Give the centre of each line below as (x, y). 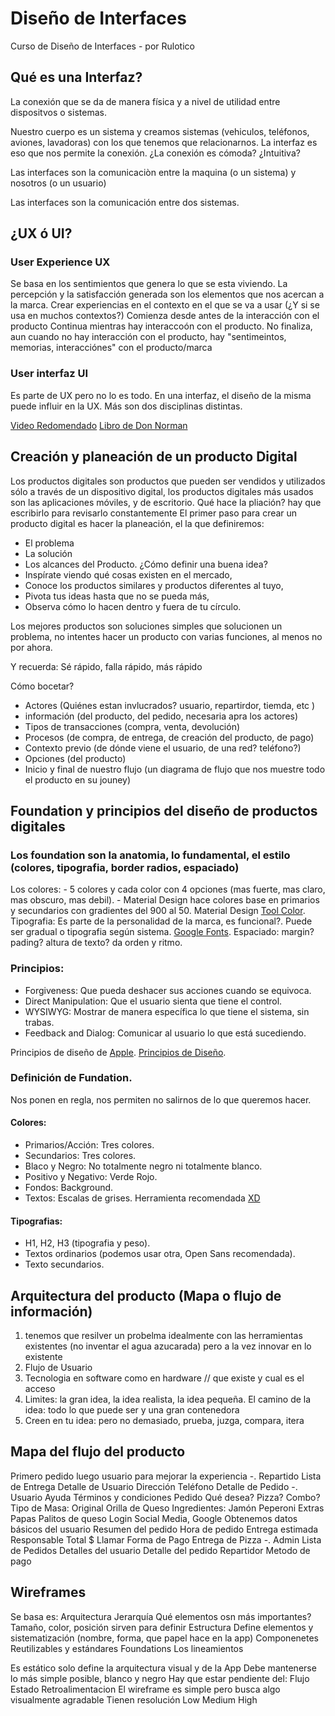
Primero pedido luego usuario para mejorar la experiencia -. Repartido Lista (166, 1476)
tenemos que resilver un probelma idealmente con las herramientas (163, 1336)
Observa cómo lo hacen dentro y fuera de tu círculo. (133, 606)
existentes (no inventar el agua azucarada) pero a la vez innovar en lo (168, 1346)
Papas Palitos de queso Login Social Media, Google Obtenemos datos (154, 1518)
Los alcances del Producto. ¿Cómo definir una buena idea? (146, 564)
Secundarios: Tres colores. (80, 1156)
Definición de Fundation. (71, 1078)
